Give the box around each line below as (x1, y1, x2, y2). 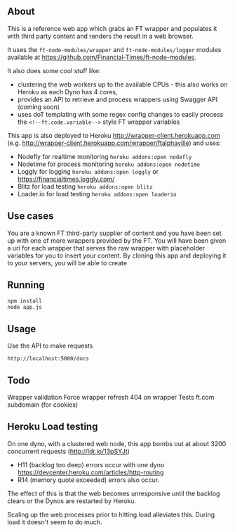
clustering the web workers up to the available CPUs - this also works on (17, 80, 228, 89)
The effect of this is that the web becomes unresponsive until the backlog (7, 489, 220, 498)
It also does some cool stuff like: (7, 66, 101, 75)
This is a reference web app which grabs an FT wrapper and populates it (7, 24, 217, 32)
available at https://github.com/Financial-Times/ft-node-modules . (7, 53, 196, 61)
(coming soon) (17, 102, 60, 111)
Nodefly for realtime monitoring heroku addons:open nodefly (17, 152, 192, 160)
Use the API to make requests (7, 341, 93, 350)
